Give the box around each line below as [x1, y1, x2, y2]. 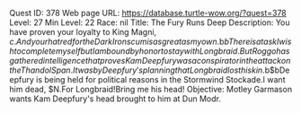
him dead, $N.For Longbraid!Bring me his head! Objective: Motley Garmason [9, 84, 293, 94]
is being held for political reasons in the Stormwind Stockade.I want [35, 74, 286, 84]
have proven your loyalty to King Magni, [9, 27, 157, 37]
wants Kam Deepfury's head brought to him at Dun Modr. [9, 93, 222, 104]
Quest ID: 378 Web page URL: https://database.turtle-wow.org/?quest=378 [9, 8, 288, 18]
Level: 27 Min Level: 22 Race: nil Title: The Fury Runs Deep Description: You [9, 17, 290, 28]
